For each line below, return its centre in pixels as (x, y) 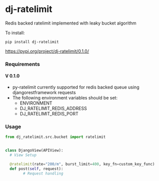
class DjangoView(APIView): (34, 150)
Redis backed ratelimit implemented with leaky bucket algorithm (71, 23)
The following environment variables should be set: (65, 98)
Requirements (23, 64)
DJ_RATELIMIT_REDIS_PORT (49, 114)
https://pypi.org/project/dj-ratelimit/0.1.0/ (47, 51)
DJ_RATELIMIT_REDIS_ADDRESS (53, 108)
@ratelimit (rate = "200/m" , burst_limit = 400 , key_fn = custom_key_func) (82, 164)
